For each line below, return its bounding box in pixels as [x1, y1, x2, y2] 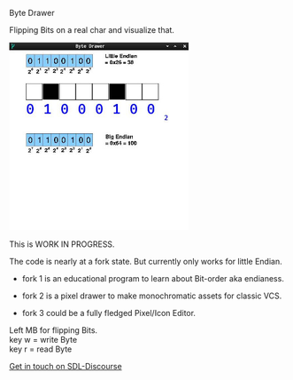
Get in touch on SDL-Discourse [9, 361, 122, 371]
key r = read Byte [9, 344, 73, 354]
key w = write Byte [9, 335, 78, 344]
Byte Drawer [9, 8, 55, 18]
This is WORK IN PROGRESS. [9, 239, 115, 249]
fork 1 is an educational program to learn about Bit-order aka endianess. [21, 273, 285, 283]
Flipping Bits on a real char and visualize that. [9, 25, 175, 35]
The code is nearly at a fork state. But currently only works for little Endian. [9, 257, 283, 266]
